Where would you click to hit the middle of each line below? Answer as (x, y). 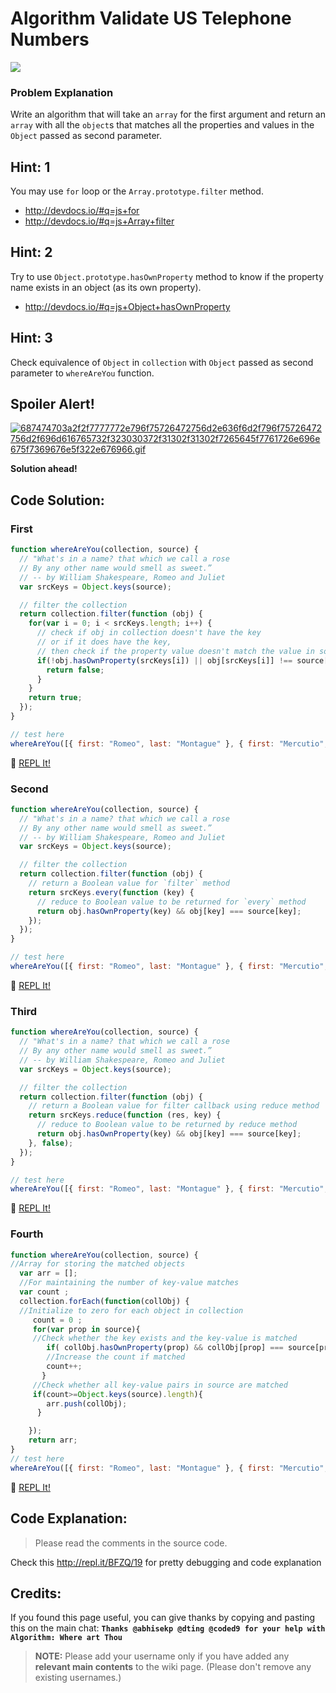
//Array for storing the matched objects (98, 1264)
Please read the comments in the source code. (131, 1543)
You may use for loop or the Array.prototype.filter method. (137, 191)
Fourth (27, 1234)
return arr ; (53, 1440)
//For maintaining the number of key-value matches (129, 1283)
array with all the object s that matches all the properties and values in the (162, 125)
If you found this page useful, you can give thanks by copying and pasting (163, 1618)
